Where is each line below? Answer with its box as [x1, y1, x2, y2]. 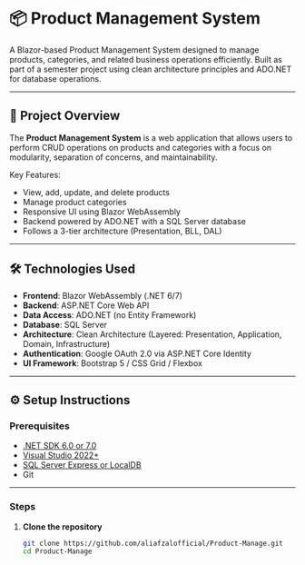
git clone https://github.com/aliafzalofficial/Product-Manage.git [22, 539, 283, 548]
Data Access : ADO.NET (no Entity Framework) [22, 309, 197, 320]
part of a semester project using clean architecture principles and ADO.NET [9, 64, 292, 74]
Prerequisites [9, 420, 70, 432]
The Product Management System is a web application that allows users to [9, 132, 293, 143]
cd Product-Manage [22, 547, 93, 556]
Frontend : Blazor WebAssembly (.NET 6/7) [22, 290, 183, 301]
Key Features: [9, 169, 61, 180]
